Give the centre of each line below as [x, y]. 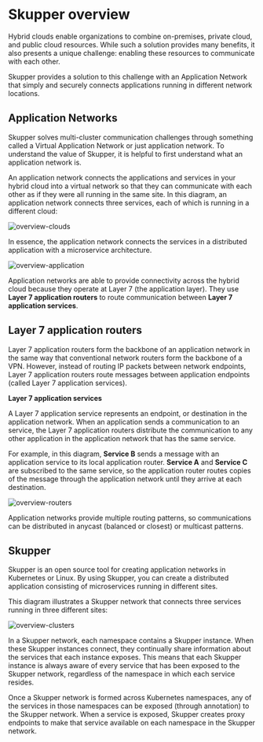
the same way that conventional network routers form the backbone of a [125, 358]
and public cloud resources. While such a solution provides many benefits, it [131, 44]
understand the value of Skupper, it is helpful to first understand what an [126, 154]
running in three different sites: [58, 610]
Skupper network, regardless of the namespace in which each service [122, 674]
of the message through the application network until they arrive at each [125, 479]
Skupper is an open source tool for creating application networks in [117, 569]
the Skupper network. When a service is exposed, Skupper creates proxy [127, 714]
